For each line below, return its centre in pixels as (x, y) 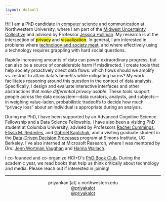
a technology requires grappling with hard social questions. (65, 50)
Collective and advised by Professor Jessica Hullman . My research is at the (82, 34)
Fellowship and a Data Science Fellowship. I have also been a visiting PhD (80, 122)
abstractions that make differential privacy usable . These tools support (77, 91)
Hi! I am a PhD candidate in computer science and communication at (75, 24)
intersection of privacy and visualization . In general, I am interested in (76, 40)
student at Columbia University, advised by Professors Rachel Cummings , (80, 127)
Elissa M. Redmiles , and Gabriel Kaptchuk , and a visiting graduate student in (83, 132)
